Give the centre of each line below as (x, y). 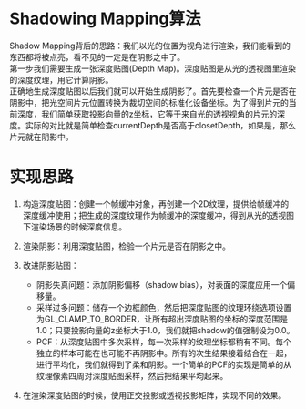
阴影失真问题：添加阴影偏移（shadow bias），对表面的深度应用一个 (162, 284)
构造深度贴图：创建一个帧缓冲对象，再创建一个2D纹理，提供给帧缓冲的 (156, 204)
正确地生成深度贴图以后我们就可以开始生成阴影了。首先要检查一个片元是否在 (153, 91)
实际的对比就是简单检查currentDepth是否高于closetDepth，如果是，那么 (161, 125)
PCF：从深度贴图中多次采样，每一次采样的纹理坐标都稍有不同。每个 (164, 342)
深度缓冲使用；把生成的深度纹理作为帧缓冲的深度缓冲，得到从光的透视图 (158, 215)
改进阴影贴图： (51, 265)
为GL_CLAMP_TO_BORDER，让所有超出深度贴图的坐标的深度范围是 (162, 319)
